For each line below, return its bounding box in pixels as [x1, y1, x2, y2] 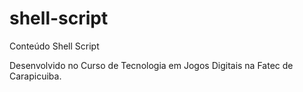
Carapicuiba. [9, 70, 62, 82]
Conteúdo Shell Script [9, 40, 100, 52]
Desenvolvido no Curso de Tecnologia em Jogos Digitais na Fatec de [9, 59, 294, 71]
